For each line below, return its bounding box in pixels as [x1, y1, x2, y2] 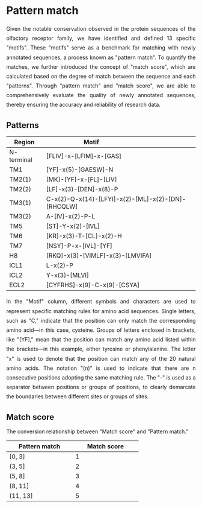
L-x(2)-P [46, 261, 73, 270]
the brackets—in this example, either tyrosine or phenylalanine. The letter [6, 345, 196, 353]
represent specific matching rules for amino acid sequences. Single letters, [6, 307, 196, 314]
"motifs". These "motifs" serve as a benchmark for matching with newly [6, 44, 196, 51]
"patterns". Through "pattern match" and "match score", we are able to [6, 82, 196, 89]
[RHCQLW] [46, 203, 78, 211]
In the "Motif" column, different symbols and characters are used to [6, 298, 196, 305]
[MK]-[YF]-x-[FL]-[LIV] [46, 176, 117, 184]
